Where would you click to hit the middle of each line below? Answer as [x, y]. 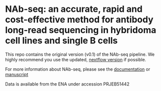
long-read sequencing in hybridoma [81, 30]
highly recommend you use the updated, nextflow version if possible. [76, 59]
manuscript [17, 74]
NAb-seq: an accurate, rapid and [74, 9]
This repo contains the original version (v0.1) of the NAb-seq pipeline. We [80, 54]
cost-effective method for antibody [79, 20]
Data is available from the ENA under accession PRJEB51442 [67, 84]
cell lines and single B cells [61, 41]
